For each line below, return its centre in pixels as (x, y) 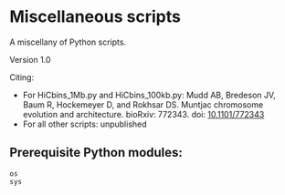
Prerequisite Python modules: (96, 153)
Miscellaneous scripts (95, 17)
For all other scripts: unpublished (85, 124)
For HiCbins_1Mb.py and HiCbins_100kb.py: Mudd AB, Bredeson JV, (149, 95)
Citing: (22, 77)
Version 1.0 (30, 59)
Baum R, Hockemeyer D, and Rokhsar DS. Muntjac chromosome (143, 104)
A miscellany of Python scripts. (68, 42)
